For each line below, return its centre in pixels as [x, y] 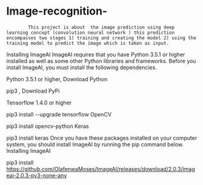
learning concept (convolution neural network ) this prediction [90, 32]
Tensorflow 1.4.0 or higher [39, 103]
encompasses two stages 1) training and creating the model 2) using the [101, 38]
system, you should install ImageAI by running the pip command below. [95, 144]
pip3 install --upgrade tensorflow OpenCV [59, 114]
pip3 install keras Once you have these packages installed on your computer [102, 138]
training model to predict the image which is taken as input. [88, 43]
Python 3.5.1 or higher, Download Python [57, 79]
